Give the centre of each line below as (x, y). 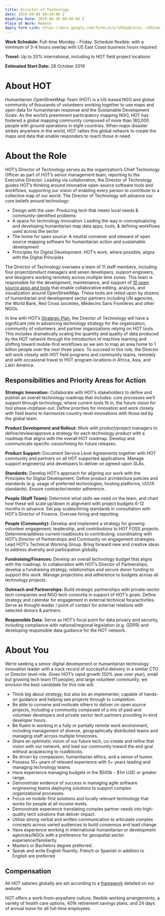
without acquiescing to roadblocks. (48, 751)
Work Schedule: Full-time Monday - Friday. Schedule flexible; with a (74, 42)
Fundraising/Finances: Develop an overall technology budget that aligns (79, 559)
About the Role (36, 156)
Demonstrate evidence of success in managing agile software (75, 783)
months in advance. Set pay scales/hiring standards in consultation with (78, 508)
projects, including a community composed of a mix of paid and (77, 710)
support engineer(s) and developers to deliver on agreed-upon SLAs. (75, 463)
